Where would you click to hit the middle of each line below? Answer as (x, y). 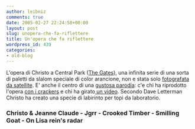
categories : (21, 50)
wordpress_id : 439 (29, 45)
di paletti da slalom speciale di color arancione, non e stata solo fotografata (98, 79)
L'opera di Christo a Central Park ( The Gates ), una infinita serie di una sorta (97, 72)
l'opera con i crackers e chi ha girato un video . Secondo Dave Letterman (94, 91)
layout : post (22, 28)
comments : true (25, 17)
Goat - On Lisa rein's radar (45, 120)
